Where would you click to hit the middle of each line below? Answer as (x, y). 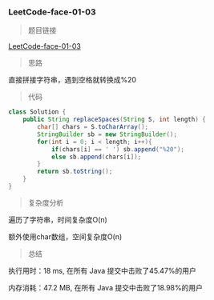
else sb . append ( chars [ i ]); (96, 157)
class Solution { (37, 112)
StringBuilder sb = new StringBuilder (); (107, 134)
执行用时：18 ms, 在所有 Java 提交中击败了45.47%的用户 (102, 270)
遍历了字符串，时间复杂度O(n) (58, 219)
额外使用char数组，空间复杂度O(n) (65, 236)
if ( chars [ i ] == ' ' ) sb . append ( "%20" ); (117, 149)
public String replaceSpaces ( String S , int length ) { (114, 120)
